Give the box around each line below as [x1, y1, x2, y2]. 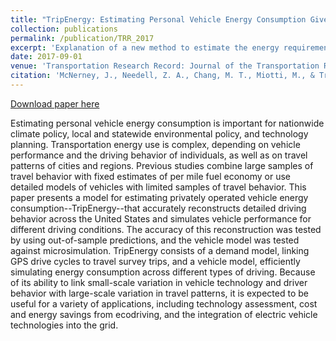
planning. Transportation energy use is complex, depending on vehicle [10, 138, 301, 150]
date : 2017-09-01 [10, 52, 83, 62]
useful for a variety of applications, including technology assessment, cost [10, 297, 318, 310]
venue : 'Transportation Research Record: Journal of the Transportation [10, 61, 320, 71]
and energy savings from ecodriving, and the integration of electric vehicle [10, 308, 318, 320]
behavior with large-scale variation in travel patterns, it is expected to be [10, 287, 309, 299]
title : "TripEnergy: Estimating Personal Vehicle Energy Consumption [10, 14, 307, 25]
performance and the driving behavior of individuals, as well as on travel [10, 149, 308, 161]
